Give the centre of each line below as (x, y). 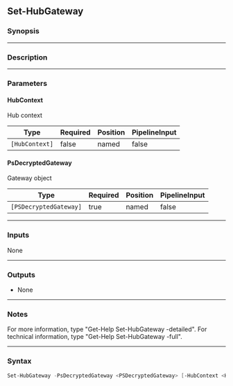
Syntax (19, 361)
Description (27, 57)
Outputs (21, 274)
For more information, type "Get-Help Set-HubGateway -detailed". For (107, 329)
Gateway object (29, 178)
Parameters (27, 83)
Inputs (18, 235)
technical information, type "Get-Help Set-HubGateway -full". (95, 337)
